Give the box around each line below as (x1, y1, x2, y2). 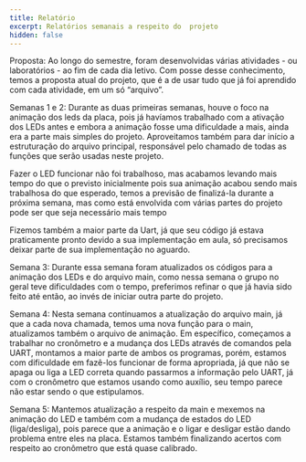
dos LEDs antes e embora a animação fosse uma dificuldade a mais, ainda (9, 121, 290, 132)
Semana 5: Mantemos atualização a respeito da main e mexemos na (9, 404, 266, 415)
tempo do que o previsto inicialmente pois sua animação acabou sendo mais (9, 178, 298, 189)
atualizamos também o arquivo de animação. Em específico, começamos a (9, 328, 291, 339)
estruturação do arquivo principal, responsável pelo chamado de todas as (9, 141, 288, 152)
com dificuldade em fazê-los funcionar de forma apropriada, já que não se (9, 357, 290, 368)
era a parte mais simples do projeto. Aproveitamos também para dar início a (9, 131, 295, 142)
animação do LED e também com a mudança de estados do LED (9, 414, 252, 425)
